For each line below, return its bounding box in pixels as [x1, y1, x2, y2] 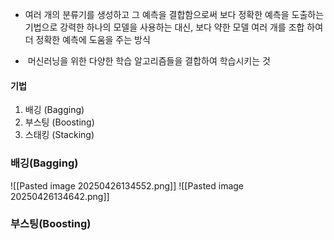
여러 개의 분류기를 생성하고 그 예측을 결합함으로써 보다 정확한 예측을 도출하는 [24, 9, 325, 20]
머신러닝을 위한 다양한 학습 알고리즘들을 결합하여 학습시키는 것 [27, 55, 271, 67]
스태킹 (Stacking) [24, 129, 95, 141]
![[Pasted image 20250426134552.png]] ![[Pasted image [10, 179, 245, 192]
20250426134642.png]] [10, 190, 110, 202]
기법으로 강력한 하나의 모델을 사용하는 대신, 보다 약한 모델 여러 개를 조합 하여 [24, 21, 324, 33]
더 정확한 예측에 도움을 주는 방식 [24, 34, 151, 45]
